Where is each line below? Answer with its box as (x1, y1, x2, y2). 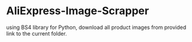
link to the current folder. (6, 30, 67, 37)
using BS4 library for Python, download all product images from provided (6, 24, 187, 31)
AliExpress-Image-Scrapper (6, 4, 150, 18)
